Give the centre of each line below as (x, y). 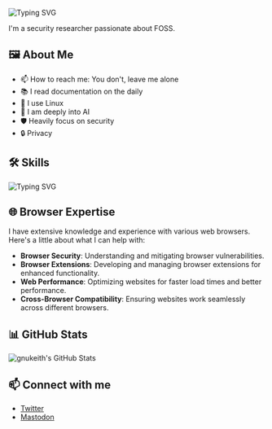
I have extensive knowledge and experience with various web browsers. (129, 231)
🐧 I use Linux (42, 103)
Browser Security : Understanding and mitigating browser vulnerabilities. (142, 256)
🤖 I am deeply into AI (55, 112)
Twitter (32, 409)
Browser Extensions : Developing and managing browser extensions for (140, 265)
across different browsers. (64, 308)
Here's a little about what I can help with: (77, 240)
